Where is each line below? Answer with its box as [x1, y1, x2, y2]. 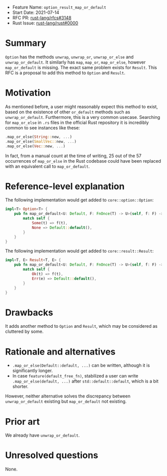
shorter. [12, 383, 29, 389]
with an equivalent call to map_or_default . [5, 163, 90, 169]
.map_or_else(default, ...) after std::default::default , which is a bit [12, 378, 159, 384]
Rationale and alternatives [5, 346, 116, 357]
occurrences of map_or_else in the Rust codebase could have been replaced [5, 158, 162, 164]
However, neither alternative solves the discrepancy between [5, 393, 131, 399]
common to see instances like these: [5, 124, 81, 131]
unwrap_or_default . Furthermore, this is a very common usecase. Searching [5, 114, 161, 120]
